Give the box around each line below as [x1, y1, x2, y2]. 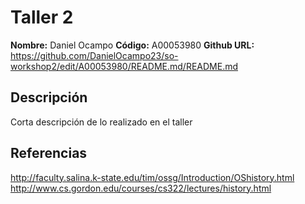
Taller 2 [10, 6, 74, 29]
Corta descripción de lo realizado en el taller [10, 116, 193, 128]
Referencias [10, 145, 88, 162]
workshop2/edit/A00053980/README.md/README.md [10, 60, 239, 72]
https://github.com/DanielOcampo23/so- [10, 49, 179, 61]
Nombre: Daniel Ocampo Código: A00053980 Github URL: [10, 39, 255, 51]
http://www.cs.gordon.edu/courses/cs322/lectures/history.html [10, 182, 272, 194]
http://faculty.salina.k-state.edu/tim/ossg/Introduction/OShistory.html [10, 171, 295, 183]
